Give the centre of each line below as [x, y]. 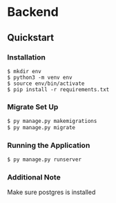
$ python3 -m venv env [40, 77]
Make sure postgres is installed [51, 192]
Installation [27, 57]
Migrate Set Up [33, 106]
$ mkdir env [24, 71]
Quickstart [31, 38]
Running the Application [49, 145]
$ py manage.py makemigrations [52, 122]
